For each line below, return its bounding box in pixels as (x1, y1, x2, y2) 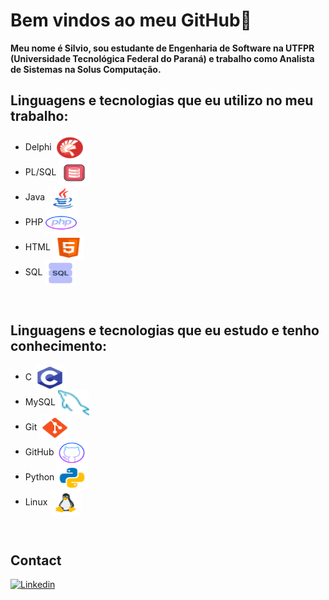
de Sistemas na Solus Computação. (10, 63, 162, 75)
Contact (10, 552, 62, 569)
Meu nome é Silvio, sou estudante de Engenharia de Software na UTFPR (10, 42, 315, 54)
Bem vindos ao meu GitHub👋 (10, 9, 252, 32)
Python (24, 470, 55, 483)
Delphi (24, 140, 52, 153)
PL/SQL (24, 165, 57, 178)
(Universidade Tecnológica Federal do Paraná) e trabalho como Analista (10, 52, 315, 64)
